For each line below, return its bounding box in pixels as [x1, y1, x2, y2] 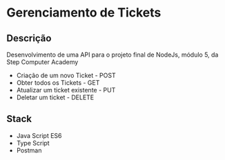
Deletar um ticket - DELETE [16, 93, 95, 101]
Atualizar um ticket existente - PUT [16, 86, 116, 94]
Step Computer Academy [6, 58, 79, 66]
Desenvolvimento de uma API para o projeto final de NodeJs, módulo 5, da [6, 50, 219, 59]
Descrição [6, 32, 52, 44]
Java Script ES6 [16, 131, 62, 139]
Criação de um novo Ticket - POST [16, 71, 116, 79]
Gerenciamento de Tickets [6, 5, 162, 21]
